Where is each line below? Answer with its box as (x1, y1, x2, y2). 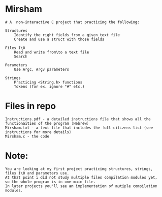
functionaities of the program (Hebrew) (5, 121, 90, 126)
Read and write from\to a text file (14, 50, 90, 55)
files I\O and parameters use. (5, 170, 69, 175)
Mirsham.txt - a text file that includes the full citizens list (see (5, 125, 153, 130)
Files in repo (5, 101, 56, 112)
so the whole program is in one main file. (5, 179, 96, 184)
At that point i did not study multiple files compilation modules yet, (5, 175, 158, 180)
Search (14, 54, 28, 59)
